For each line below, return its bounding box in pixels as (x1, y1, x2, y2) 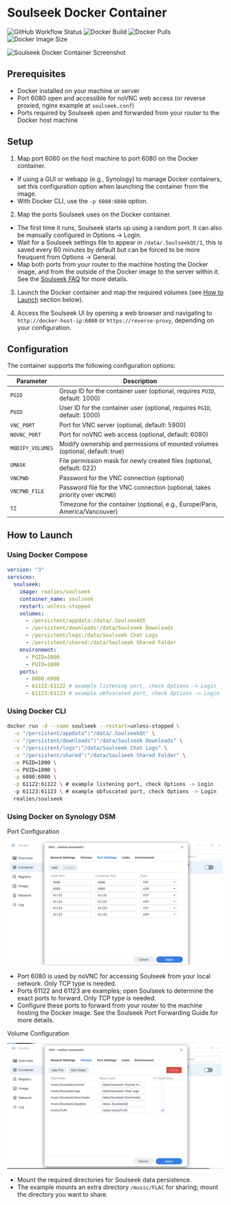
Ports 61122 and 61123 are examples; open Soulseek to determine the (16, 987, 214, 995)
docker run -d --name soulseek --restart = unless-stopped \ (7, 723, 180, 730)
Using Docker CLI (7, 706, 67, 716)
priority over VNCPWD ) (59, 491, 117, 499)
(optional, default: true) (59, 447, 125, 455)
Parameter (16, 377, 47, 385)
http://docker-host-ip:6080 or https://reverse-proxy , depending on (16, 316, 214, 325)
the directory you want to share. (16, 1191, 108, 1199)
